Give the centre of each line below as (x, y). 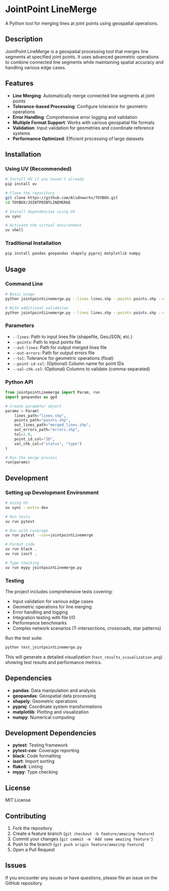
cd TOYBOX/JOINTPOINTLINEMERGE (38, 202)
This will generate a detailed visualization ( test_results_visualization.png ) (84, 657)
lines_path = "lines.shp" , (40, 415)
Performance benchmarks (39, 623)
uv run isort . (21, 554)
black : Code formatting (37, 756)
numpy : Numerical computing (44, 717)
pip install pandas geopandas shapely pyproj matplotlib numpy (73, 254)
